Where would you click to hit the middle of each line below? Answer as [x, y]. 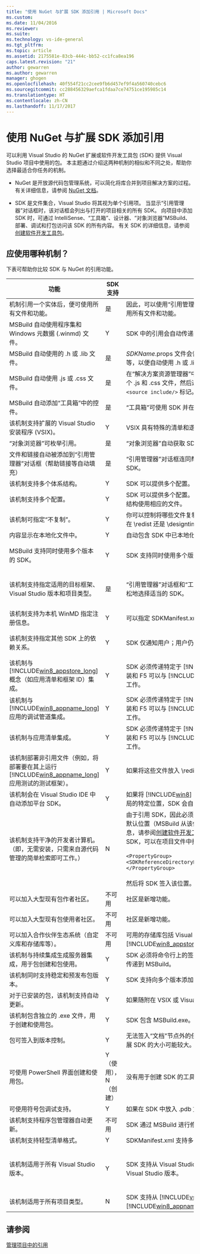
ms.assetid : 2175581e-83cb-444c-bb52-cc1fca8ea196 [70, 56]
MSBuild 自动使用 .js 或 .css [48, 378]
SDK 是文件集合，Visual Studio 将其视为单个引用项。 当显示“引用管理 [99, 203]
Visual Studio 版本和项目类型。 [52, 594]
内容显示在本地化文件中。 [45, 536]
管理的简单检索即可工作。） [47, 858]
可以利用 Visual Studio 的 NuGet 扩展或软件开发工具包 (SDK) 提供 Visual [94, 155]
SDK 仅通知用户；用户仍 [160, 643]
